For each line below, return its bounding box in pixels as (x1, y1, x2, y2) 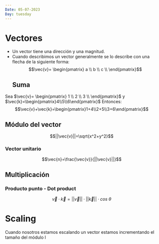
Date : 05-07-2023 (5, 7, 40, 12)
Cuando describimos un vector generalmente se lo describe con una (12, 54, 150, 60)
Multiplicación (5, 171, 50, 179)
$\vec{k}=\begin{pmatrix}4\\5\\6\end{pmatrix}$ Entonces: (5, 99, 122, 105)
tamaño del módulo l (5, 234, 46, 240)
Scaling (5, 213, 36, 224)
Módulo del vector (5, 120, 62, 129)
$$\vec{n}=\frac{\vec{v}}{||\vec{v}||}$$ (41, 157, 122, 162)
